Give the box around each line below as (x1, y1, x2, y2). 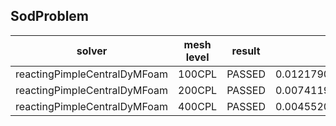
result (231, 44, 261, 58)
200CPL (178, 83, 218, 97)
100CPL (178, 67, 218, 81)
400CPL (178, 99, 218, 113)
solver (76, 44, 108, 58)
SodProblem (10, 8, 89, 25)
